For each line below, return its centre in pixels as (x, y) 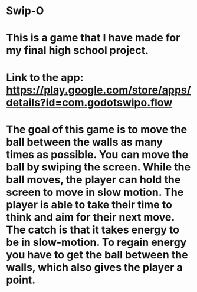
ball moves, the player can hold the (93, 180)
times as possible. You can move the (97, 154)
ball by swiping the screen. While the (98, 167)
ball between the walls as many (85, 142)
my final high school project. (78, 50)
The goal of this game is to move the (97, 129)
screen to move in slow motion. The (95, 192)
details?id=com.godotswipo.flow (89, 102)
